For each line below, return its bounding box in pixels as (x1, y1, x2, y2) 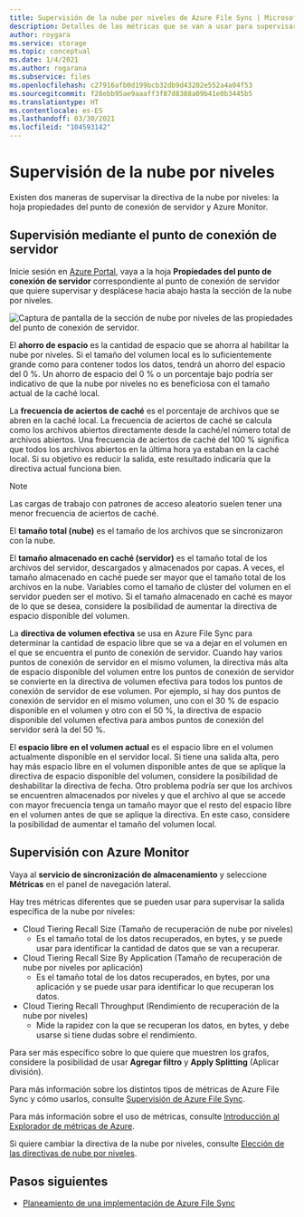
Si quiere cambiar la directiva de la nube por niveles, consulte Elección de (9, 1138, 285, 1149)
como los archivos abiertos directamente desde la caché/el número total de (9, 424, 291, 435)
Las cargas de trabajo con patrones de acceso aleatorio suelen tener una (9, 497, 282, 508)
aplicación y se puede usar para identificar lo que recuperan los (35, 980, 274, 992)
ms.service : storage (9, 38, 88, 48)
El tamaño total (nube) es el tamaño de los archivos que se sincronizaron (9, 525, 283, 536)
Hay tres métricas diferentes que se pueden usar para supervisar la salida (9, 896, 285, 907)
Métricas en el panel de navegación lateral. (9, 878, 172, 889)
